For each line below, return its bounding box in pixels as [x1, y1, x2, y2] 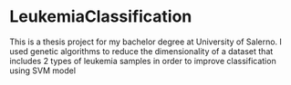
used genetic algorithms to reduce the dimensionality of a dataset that [9, 45, 274, 56]
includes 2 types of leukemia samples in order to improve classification [9, 55, 276, 66]
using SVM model [9, 65, 76, 76]
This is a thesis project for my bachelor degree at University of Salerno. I [9, 36, 283, 47]
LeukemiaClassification [9, 6, 192, 27]
